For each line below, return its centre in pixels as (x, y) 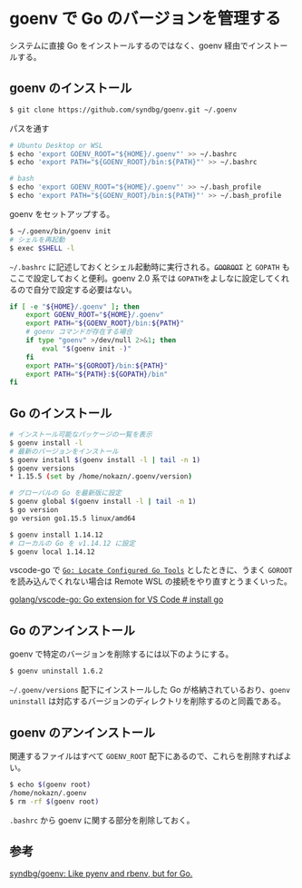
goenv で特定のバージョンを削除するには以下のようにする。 (122, 654)
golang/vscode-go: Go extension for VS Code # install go (117, 599)
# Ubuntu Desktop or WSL (56, 145)
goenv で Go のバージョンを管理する (145, 19)
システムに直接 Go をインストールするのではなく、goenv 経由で (129, 45)
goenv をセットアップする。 (62, 213)
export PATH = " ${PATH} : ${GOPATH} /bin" (97, 374)
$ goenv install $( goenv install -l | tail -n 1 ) (105, 459)
